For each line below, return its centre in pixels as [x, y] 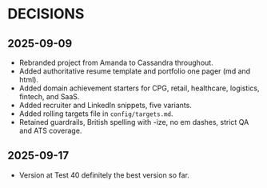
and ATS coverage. [50, 130]
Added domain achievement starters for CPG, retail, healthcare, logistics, [139, 88]
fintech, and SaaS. [49, 96]
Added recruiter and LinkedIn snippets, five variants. [106, 105]
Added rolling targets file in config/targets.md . [96, 114]
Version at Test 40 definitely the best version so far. [104, 175]
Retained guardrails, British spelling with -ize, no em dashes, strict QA [134, 122]
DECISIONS [46, 14]
